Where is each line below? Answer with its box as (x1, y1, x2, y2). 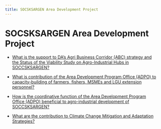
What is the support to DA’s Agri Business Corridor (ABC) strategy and (12, 54, 152, 60)
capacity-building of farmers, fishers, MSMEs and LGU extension (12, 79, 142, 85)
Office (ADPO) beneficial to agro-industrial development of (12, 99, 130, 104)
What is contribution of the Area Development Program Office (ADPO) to (12, 73, 156, 80)
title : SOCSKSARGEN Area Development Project (5, 7, 98, 12)
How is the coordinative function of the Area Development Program (12, 93, 146, 99)
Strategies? (12, 118, 35, 124)
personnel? (12, 84, 35, 90)
